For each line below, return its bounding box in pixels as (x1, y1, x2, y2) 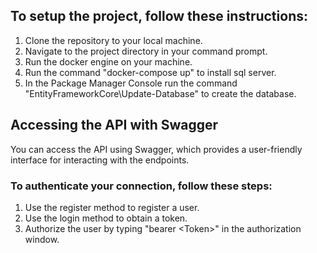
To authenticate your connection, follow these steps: (10, 179, 273, 193)
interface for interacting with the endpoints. (10, 154, 190, 166)
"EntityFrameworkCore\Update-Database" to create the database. (24, 87, 297, 99)
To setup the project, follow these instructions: (10, 8, 308, 25)
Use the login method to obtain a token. (24, 212, 188, 224)
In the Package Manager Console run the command (24, 77, 238, 89)
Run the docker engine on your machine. (24, 55, 193, 68)
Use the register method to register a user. (24, 201, 200, 213)
